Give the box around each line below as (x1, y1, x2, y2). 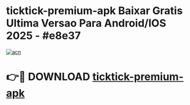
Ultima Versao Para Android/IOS (6, 16, 166, 30)
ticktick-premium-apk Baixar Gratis (6, 4, 183, 18)
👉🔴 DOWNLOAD (6, 70, 90, 83)
